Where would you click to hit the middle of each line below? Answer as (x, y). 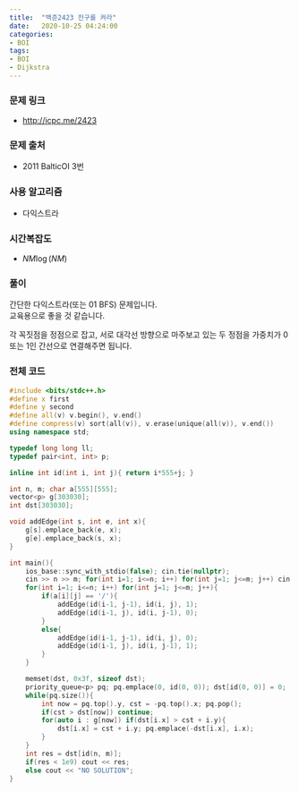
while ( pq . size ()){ (60, 695)
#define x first (39, 399)
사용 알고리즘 (36, 192)
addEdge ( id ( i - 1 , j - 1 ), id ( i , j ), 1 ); (128, 605)
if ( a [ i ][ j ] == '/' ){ (80, 596)
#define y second (42, 407)
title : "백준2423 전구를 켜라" (63, 17)
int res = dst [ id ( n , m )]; (74, 754)
